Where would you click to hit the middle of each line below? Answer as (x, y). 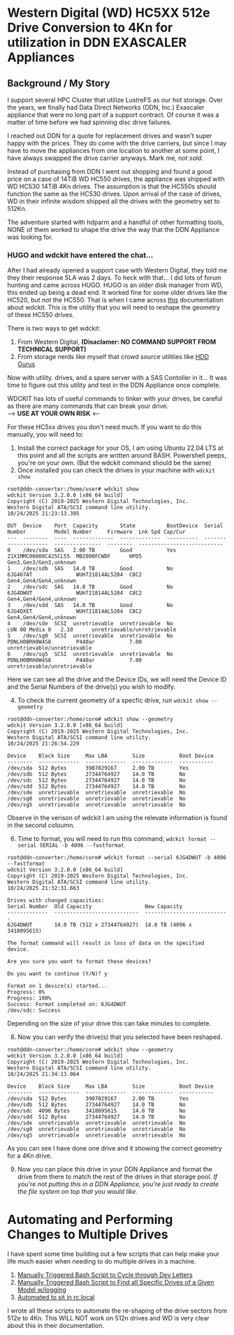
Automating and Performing (90, 1220)
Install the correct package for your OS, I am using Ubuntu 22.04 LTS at (120, 448)
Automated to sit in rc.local (56, 1297)
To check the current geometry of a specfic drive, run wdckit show (112, 701)
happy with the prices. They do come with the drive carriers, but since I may (117, 143)
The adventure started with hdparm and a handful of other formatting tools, (116, 222)
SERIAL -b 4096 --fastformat (82, 846)
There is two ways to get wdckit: (54, 328)
